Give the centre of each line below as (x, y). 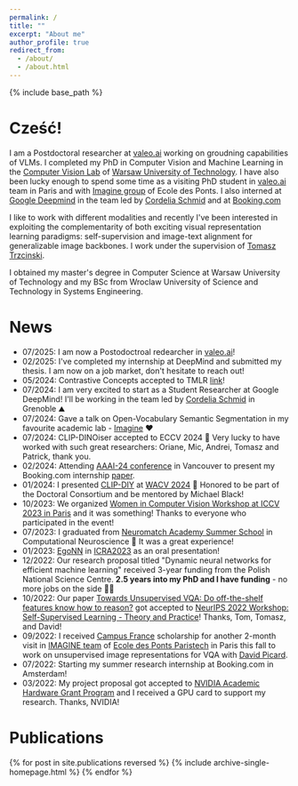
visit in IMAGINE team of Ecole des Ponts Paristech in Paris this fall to (149, 645)
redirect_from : (37, 51)
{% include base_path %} (56, 92)
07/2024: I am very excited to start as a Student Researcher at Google (150, 389)
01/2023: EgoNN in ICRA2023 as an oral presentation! (121, 550)
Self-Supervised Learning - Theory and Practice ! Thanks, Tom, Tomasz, (154, 617)
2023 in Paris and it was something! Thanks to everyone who (134, 513)
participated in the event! (68, 522)
